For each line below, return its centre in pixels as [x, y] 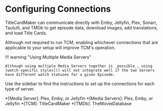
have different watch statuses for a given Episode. [60, 74]
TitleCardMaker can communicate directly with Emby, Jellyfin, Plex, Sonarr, [81, 22]
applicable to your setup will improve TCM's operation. [60, 47]
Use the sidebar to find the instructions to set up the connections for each [80, 84]
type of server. [20, 89]
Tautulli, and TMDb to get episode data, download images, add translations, [81, 27]
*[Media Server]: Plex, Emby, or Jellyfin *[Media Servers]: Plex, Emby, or [79, 98]
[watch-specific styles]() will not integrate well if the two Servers [80, 70]
